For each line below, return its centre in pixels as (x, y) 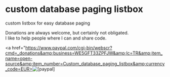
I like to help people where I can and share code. (56, 38)
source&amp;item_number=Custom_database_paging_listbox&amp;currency (85, 63)
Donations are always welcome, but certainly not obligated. (67, 32)
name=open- (19, 58)
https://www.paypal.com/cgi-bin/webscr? (69, 47)
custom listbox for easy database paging (48, 23)
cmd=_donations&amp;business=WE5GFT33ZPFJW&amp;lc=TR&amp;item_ (84, 53)
